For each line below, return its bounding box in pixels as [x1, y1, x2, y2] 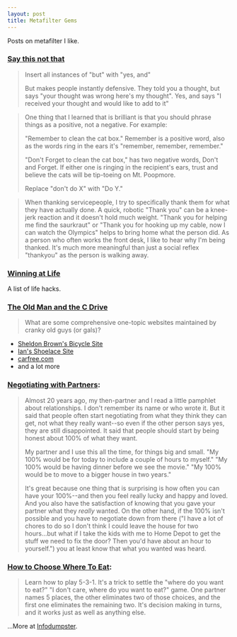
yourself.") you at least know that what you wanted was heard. [24, 544, 207, 553]
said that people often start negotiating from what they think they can [24, 411, 227, 419]
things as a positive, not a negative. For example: [24, 120, 168, 128]
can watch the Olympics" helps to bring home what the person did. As [24, 228, 230, 236]
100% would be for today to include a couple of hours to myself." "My [24, 455, 228, 463]
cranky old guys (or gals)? [24, 326, 101, 334]
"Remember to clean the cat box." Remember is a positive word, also [24, 134, 225, 143]
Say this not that [7, 54, 65, 64]
